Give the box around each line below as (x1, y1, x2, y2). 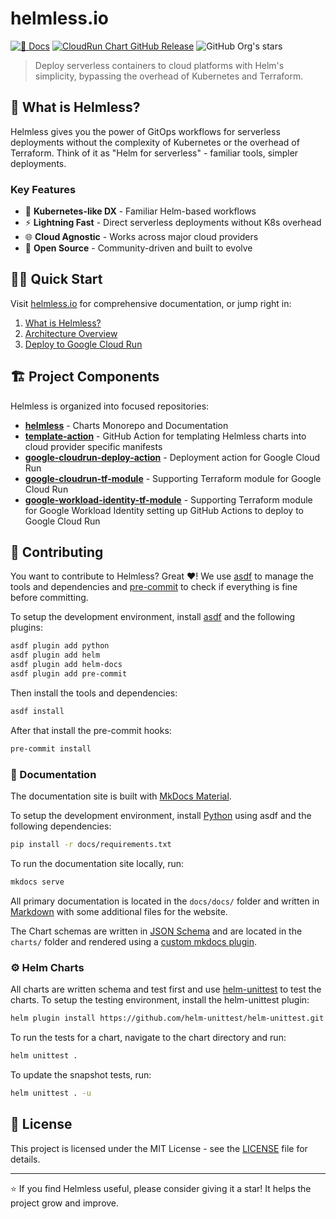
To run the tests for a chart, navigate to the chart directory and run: (10, 1031, 287, 1043)
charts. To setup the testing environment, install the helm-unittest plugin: (10, 994, 310, 1006)
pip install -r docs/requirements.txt (10, 840, 172, 850)
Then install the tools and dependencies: (10, 687, 178, 699)
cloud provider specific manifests (24, 440, 163, 452)
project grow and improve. (10, 1197, 120, 1209)
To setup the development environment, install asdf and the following (10, 611, 296, 623)
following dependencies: (10, 820, 112, 832)
